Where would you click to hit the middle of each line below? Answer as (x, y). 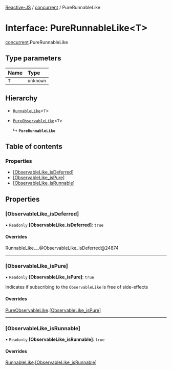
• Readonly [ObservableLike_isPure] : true (50, 277)
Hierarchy (21, 99)
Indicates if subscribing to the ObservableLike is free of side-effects (77, 287)
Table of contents (34, 146)
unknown (37, 81)
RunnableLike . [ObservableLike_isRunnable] (51, 362)
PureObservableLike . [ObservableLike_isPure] (53, 310)
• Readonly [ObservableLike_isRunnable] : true (55, 339)
